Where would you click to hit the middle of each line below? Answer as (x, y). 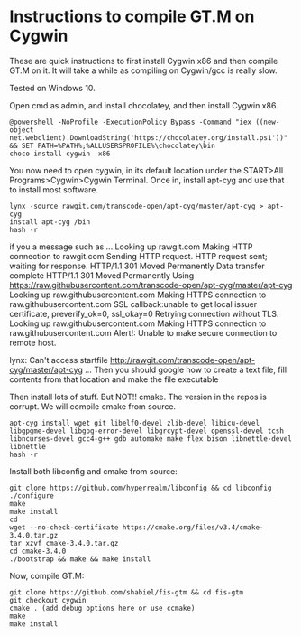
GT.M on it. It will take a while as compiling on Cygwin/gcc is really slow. (143, 70)
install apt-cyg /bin (50, 222)
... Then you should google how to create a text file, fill (185, 369)
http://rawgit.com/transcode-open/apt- (182, 360)
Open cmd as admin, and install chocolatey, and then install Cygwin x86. (144, 105)
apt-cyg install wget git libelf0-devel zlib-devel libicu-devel (134, 423)
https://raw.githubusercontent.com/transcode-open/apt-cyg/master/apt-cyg (151, 285)
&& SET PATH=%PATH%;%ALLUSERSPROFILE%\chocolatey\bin (113, 145)
